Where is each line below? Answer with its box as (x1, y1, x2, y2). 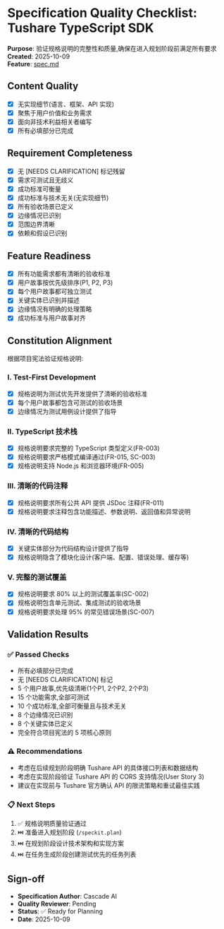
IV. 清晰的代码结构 (7, 526, 69, 536)
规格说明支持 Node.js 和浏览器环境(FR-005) (17, 461, 144, 471)
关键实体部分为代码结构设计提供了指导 (17, 544, 129, 552)
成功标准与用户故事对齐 (17, 314, 86, 322)
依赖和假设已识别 (17, 229, 68, 237)
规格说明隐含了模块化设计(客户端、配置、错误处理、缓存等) (17, 553, 189, 562)
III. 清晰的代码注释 (7, 481, 68, 491)
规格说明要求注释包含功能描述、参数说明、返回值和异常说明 (17, 507, 191, 516)
